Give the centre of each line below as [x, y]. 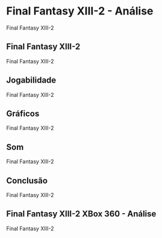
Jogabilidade [31, 80]
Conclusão [27, 180]
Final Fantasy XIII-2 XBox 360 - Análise [81, 214]
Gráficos [23, 114]
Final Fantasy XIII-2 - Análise [80, 11]
